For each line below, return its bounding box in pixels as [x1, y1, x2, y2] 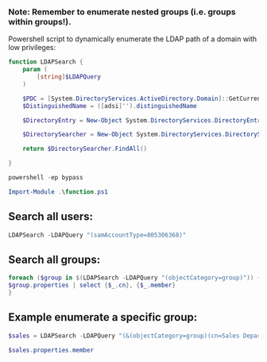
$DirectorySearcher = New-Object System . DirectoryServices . [22, 130, 226, 139]
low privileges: [8, 43, 56, 52]
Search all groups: [8, 252, 101, 266]
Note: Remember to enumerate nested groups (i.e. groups [8, 6, 236, 17]
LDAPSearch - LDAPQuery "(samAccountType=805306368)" [8, 231, 187, 239]
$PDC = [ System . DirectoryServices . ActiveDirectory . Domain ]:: [22, 94, 229, 102]
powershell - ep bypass [8, 174, 83, 182]
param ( [22, 66, 48, 74]
